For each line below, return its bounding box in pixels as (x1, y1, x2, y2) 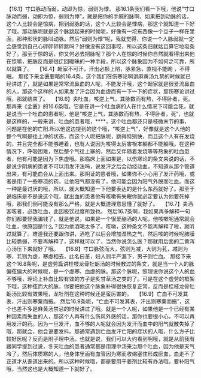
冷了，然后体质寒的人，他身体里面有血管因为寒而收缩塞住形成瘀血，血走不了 (6, 350, 195, 357)
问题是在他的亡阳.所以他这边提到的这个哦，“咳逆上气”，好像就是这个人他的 (6, 125, 191, 132)
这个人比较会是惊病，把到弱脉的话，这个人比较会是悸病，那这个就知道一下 (6, 20, 190, 27)
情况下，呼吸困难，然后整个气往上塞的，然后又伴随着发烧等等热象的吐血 (6, 148, 184, 155)
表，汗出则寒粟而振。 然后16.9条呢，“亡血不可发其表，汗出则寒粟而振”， (6, 298, 185, 305)
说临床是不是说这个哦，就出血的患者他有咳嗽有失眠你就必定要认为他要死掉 (6, 193, 190, 200)
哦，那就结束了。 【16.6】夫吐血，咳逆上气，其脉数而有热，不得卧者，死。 (6, 95, 194, 102)
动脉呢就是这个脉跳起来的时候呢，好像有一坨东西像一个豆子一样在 (26, 28, 190, 35)
